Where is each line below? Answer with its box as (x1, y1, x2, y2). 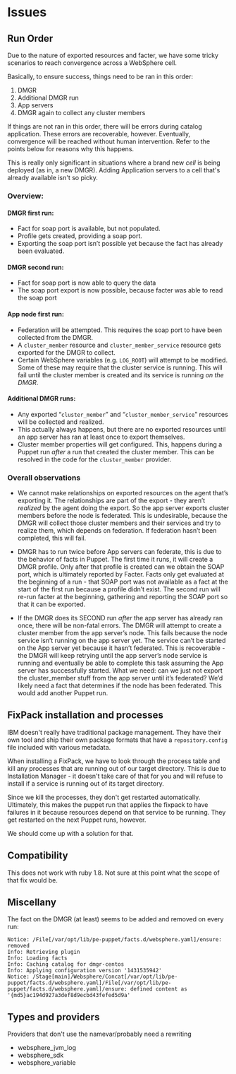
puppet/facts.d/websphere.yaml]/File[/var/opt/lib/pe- (7, 979, 172, 986)
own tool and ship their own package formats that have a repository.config (7, 736, 228, 744)
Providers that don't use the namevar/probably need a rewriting (7, 1029, 192, 1039)
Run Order (7, 33, 54, 45)
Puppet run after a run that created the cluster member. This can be (17, 447, 215, 456)
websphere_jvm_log (17, 1044, 76, 1052)
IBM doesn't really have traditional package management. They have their (7, 728, 222, 736)
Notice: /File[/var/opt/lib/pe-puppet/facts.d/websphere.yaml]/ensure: (7, 936, 222, 943)
